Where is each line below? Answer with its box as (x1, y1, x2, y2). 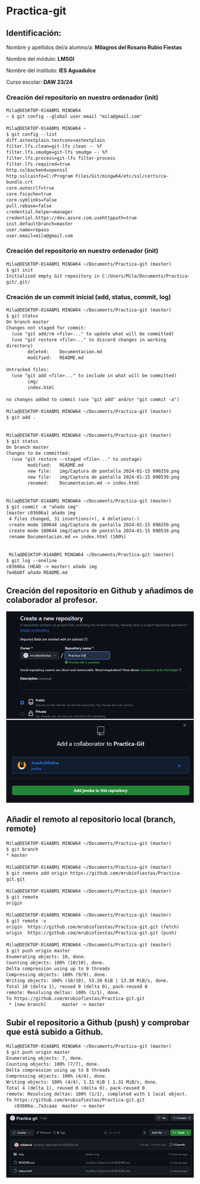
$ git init (6, 267, 33, 273)
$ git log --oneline (6, 557, 58, 563)
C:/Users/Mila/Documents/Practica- (102, 273, 190, 279)
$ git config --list (6, 131, 58, 138)
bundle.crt (6, 179, 33, 186)
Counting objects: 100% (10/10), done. (6, 960, 105, 966)
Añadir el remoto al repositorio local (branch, (6, 815, 176, 825)
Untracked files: (6, 366, 49, 372)
